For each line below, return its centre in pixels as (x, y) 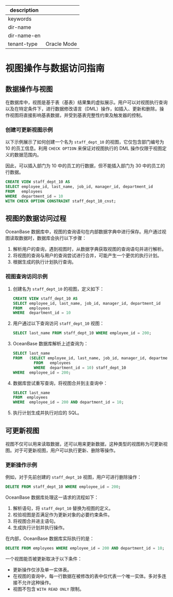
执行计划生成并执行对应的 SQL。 (47, 413)
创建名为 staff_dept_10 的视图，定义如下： (58, 289)
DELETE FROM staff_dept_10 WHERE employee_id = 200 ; (63, 487)
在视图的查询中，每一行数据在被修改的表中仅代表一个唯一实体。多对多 (87, 576)
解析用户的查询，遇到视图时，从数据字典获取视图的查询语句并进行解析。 (89, 249)
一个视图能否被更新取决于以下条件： (44, 559)
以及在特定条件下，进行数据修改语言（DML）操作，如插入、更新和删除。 (82, 109)
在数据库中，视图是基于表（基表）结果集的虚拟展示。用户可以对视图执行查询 (86, 102)
